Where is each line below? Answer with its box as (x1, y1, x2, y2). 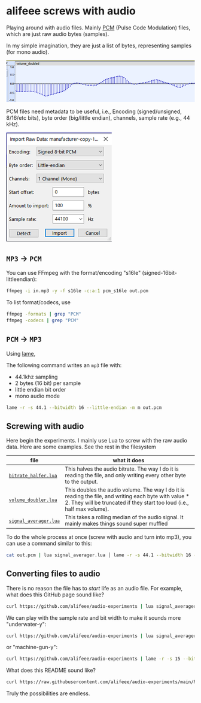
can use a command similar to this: (6, 540, 92, 547)
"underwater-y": (6, 620, 47, 628)
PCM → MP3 (6, 334, 42, 344)
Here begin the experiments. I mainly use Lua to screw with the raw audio (6, 437, 187, 444)
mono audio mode (14, 392, 60, 399)
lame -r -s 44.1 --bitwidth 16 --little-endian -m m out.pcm (6, 404, 162, 411)
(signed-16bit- (142, 269, 178, 277)
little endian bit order (14, 386, 66, 393)
